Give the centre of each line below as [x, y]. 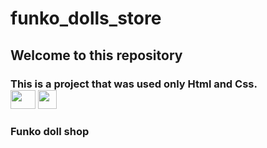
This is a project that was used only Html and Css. [134, 84]
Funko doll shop [50, 132]
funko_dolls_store [86, 18]
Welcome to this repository [96, 55]
